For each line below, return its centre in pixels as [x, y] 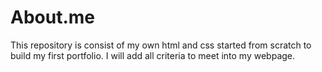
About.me [52, 17]
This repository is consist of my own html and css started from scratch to [161, 45]
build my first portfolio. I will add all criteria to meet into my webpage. [153, 55]
